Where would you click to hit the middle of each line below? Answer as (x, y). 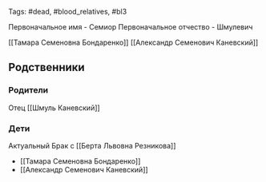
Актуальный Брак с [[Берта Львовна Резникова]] (92, 145)
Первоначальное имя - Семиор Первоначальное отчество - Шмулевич (131, 27)
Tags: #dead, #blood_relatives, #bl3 (68, 12)
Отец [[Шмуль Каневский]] (54, 108)
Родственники (47, 67)
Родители (28, 90)
